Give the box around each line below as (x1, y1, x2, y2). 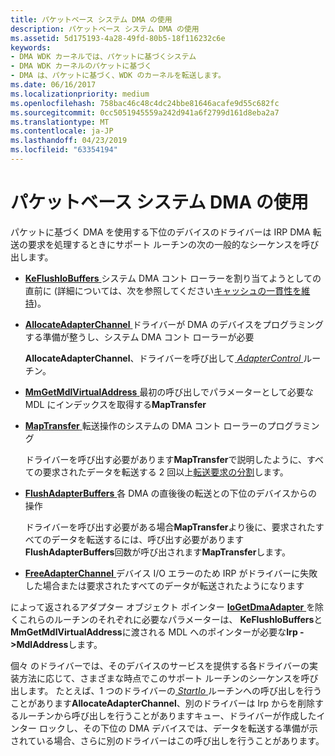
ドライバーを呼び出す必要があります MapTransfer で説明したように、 (24, 453, 308, 465)
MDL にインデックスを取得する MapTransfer (24, 398, 207, 410)
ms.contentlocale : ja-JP (10, 126, 114, 136)
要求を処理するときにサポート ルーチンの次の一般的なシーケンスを (27, 238, 302, 250)
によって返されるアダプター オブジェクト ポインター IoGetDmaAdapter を (10, 601, 316, 613)
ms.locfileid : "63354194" (10, 145, 118, 155)
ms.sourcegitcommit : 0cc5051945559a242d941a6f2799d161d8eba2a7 (10, 107, 280, 118)
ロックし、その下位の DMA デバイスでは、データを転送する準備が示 (38, 722, 318, 734)
